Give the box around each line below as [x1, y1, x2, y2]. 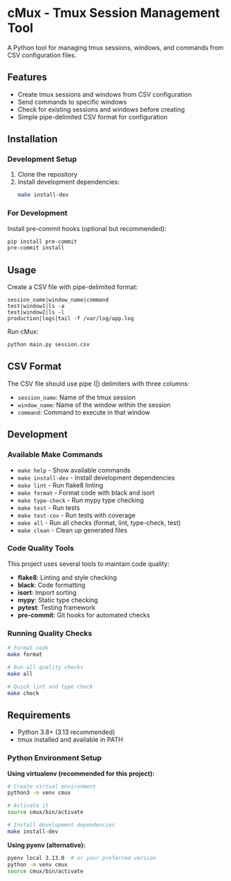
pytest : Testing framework [17, 603, 95, 612]
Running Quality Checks [7, 628, 93, 638]
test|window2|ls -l [7, 309, 65, 316]
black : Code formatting [17, 581, 86, 589]
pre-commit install [7, 244, 65, 252]
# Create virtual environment [7, 783, 97, 790]
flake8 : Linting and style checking [17, 573, 117, 581]
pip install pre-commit [7, 238, 78, 245]
